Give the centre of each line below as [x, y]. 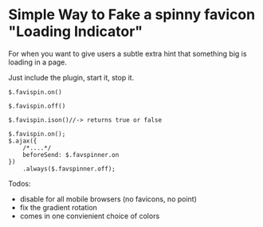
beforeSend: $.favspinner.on [71, 155]
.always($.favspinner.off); [69, 169]
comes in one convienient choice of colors [90, 216]
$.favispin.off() [37, 106]
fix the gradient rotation [59, 207]
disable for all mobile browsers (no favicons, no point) [108, 199]
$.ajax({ [23, 141]
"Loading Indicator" [76, 31]
